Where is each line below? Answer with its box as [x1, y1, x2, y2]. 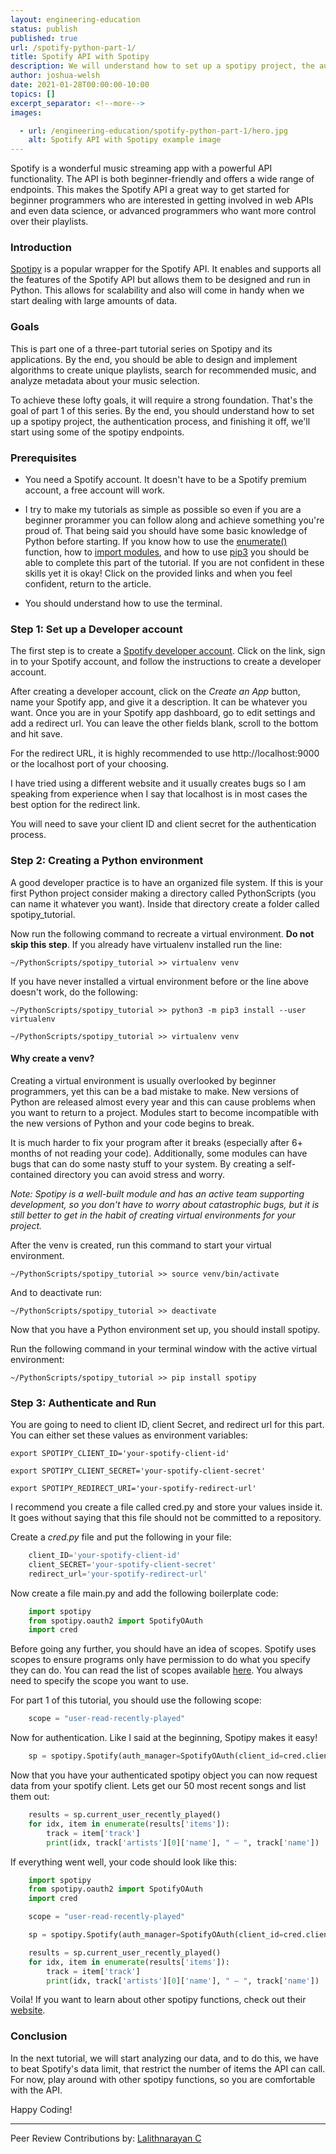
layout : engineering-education [10, 14, 141, 25]
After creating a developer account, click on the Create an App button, [10, 686, 301, 698]
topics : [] [10, 89, 56, 99]
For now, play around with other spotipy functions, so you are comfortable [10, 2073, 316, 2085]
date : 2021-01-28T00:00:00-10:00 [10, 80, 150, 90]
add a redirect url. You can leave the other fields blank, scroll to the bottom [10, 717, 319, 730]
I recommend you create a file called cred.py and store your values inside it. [10, 1501, 323, 1513]
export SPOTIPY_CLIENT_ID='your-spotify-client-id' [10, 1449, 230, 1459]
